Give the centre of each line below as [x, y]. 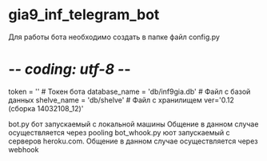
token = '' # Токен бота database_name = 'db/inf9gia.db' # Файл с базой [130, 91]
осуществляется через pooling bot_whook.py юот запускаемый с [119, 132]
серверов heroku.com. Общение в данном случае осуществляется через [133, 141]
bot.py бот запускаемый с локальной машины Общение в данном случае [133, 124]
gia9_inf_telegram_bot [84, 15]
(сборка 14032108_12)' [46, 108]
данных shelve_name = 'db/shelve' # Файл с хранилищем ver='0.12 [121, 100]
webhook [24, 149]
